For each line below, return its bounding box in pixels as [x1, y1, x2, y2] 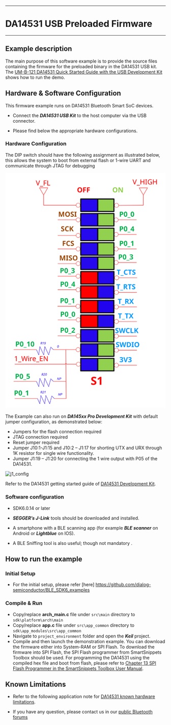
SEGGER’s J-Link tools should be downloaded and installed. [12, 515, 139, 521]
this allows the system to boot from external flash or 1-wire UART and [5, 157, 151, 163]
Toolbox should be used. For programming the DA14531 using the [12, 654, 150, 660]
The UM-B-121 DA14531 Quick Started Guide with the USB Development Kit [5, 69, 163, 75]
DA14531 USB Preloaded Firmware [5, 18, 153, 30]
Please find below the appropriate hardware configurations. [12, 128, 138, 134]
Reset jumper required [12, 440, 60, 446]
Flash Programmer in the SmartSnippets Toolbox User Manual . [12, 665, 144, 672]
